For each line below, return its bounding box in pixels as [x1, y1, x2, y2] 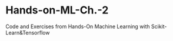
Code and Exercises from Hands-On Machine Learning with [5, 23, 151, 30]
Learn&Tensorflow [5, 29, 50, 36]
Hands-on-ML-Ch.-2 [5, 4, 109, 17]
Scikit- [151, 23, 167, 30]
